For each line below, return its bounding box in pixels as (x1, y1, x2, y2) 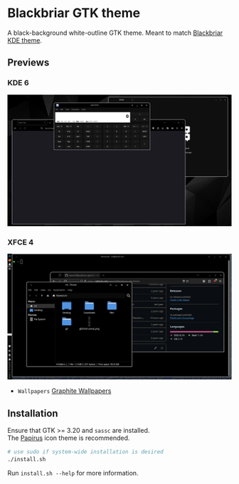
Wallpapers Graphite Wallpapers (17, 387, 112, 395)
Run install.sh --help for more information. (7, 468, 139, 477)
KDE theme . (7, 36, 43, 44)
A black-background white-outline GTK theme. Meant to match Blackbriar (7, 28, 223, 37)
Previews (7, 57, 50, 69)
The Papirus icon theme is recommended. (7, 434, 130, 442)
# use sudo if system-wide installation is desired (7, 448, 164, 456)
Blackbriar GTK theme (7, 5, 141, 21)
